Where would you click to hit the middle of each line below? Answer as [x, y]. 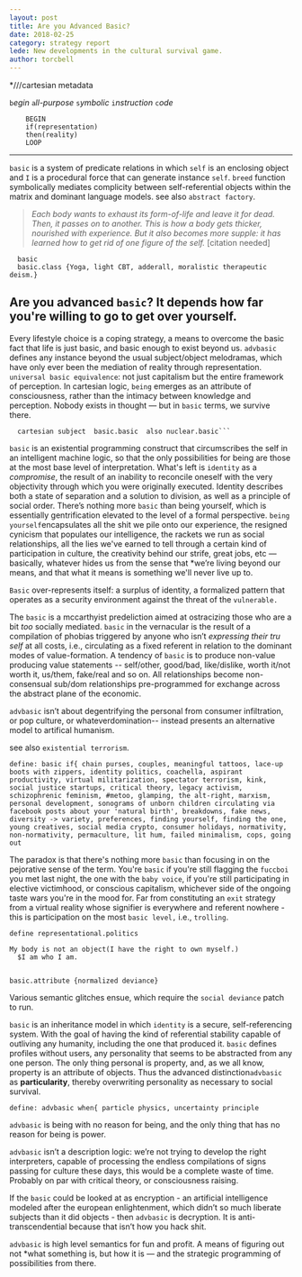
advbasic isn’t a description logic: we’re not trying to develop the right [138, 1151]
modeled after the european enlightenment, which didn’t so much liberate [145, 1207]
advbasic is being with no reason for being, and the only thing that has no [145, 1124]
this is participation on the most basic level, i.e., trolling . [119, 917]
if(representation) [62, 127]
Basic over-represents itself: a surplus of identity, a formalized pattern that [147, 590]
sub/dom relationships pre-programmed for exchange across [167, 684]
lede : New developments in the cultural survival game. [116, 51]
